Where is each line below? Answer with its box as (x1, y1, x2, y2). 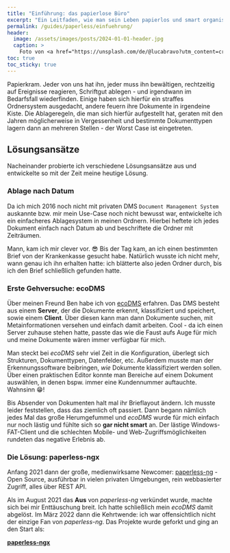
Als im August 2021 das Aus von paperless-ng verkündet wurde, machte (7, 496, 213, 504)
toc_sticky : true (7, 61, 57, 68)
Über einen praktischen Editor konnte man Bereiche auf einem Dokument (7, 371, 214, 379)
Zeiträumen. (7, 231, 42, 239)
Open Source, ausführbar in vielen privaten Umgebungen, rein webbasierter (7, 475, 222, 484)
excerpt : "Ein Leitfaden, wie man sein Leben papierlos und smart (7, 16, 201, 23)
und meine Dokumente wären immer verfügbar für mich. (7, 336, 166, 344)
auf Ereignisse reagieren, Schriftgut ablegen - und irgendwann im (7, 87, 192, 95)
